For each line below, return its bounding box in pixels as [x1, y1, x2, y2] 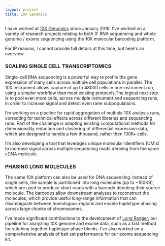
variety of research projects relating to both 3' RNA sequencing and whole [5, 31, 156, 36]
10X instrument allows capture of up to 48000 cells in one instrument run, [5, 84, 155, 90]
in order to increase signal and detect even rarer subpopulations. [5, 100, 137, 106]
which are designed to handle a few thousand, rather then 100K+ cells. [5, 131, 148, 137]
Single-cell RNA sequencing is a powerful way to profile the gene [5, 74, 138, 80]
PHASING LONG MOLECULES [5, 163, 76, 170]
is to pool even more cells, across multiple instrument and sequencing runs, [5, 95, 159, 101]
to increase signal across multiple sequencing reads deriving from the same [5, 145, 159, 151]
